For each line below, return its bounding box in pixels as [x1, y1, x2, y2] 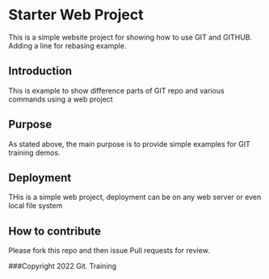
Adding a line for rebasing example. [8, 40, 127, 50]
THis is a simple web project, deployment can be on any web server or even [8, 192, 262, 202]
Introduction [8, 65, 73, 78]
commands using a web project [8, 94, 113, 104]
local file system [8, 201, 63, 210]
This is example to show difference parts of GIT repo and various [8, 85, 225, 95]
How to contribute [8, 224, 102, 238]
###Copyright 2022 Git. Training [8, 261, 117, 271]
